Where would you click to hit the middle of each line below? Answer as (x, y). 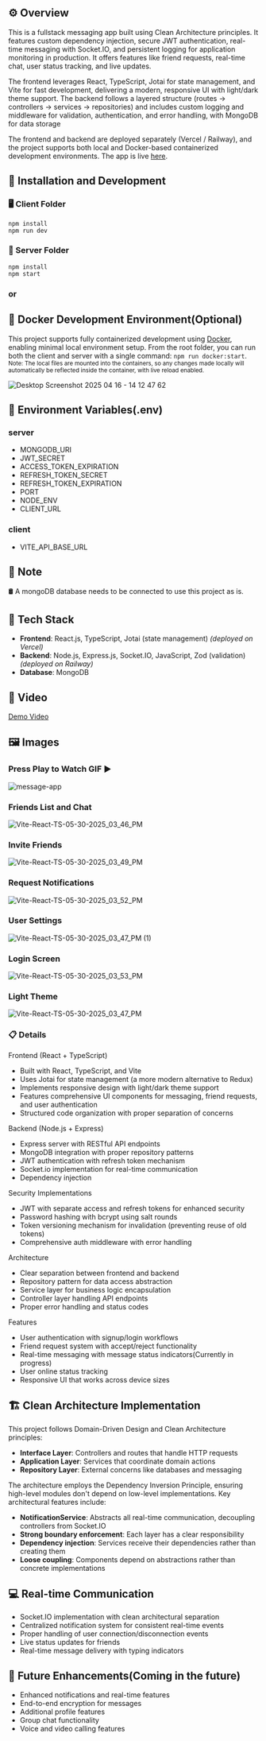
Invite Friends (35, 844)
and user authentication (58, 1104)
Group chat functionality (59, 1720)
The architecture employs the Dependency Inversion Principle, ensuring (126, 1485)
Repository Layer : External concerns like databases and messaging (131, 1469)
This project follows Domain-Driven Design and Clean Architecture (117, 1429)
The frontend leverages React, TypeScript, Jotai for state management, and (132, 81)
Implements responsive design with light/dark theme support (120, 1088)
